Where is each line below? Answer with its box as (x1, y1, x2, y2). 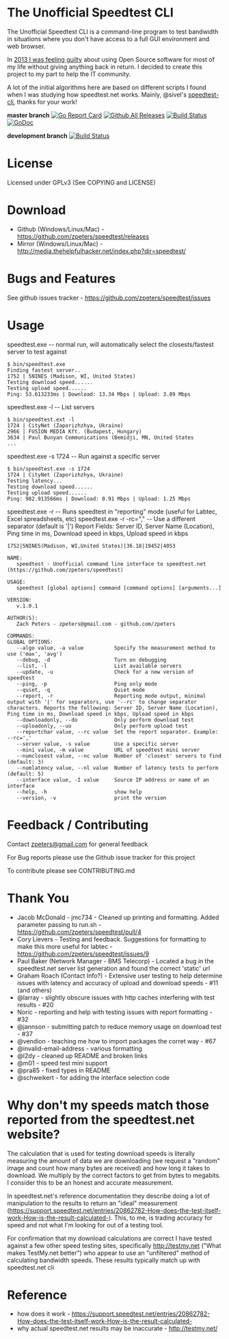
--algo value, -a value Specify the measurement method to (16, 644, 215, 651)
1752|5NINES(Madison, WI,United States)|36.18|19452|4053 (7, 542, 176, 549)
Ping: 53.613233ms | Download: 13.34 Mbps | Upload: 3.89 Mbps (7, 391, 191, 398)
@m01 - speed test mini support (16, 1059, 108, 1067)
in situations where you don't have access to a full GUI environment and (7, 34, 210, 43)
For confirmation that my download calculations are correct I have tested (7, 1234, 212, 1242)
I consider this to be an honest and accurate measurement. (7, 1178, 174, 1187)
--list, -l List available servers (16, 662, 183, 669)
